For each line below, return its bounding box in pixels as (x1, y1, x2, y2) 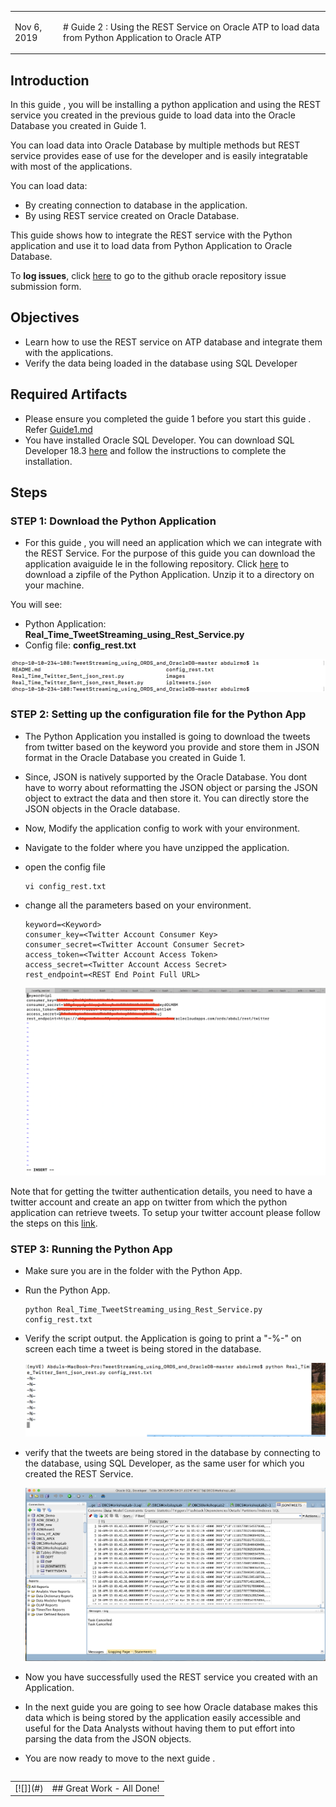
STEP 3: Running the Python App (10, 1242, 173, 1256)
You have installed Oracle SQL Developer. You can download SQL (24, 434, 295, 446)
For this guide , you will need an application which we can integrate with (24, 537, 322, 549)
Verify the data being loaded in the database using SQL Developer (24, 357, 298, 369)
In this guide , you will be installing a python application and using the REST (10, 99, 322, 111)
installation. (24, 455, 73, 467)
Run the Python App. (24, 1284, 111, 1296)
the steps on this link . (10, 1217, 98, 1229)
